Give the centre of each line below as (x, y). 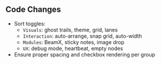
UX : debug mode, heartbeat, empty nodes (73, 48)
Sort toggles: (30, 23)
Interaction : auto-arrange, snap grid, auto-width (82, 36)
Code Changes (33, 10)
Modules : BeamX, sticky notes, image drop (73, 42)
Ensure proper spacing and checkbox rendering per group (84, 54)
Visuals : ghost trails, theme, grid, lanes (70, 30)
